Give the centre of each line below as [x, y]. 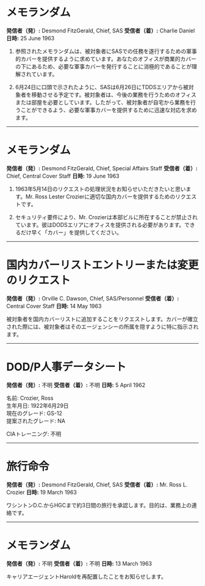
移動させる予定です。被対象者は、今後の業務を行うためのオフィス [114, 95]
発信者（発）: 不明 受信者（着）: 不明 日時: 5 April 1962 [76, 385]
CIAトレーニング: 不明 [34, 433]
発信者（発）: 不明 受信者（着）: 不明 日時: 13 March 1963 [79, 563]
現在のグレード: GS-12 [34, 413]
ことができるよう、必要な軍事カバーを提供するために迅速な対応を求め [109, 110]
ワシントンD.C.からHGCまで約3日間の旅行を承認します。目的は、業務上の [99, 505]
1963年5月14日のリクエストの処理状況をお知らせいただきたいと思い [100, 189]
